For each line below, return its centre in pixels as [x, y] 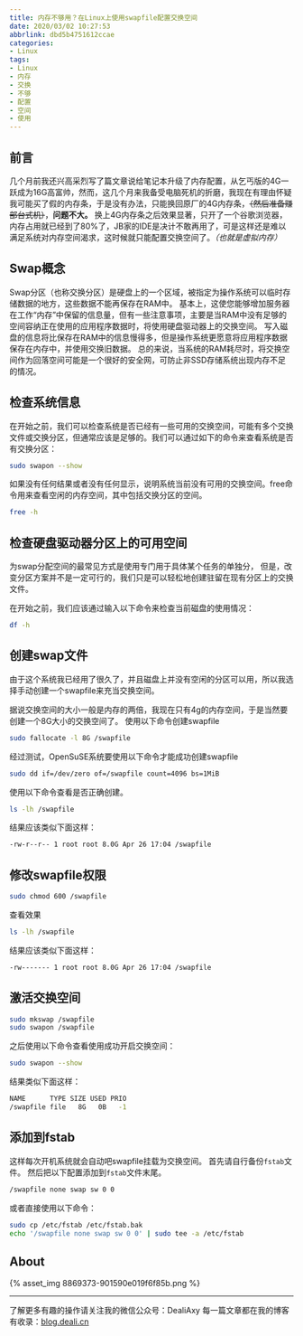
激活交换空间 [45, 998]
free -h [24, 513]
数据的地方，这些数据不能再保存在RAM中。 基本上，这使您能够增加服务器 [153, 303]
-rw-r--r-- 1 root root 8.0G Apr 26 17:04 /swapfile [110, 845]
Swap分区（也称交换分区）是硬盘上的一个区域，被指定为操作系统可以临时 [146, 292]
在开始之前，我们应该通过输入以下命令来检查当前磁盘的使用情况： [132, 608]
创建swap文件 [49, 656]
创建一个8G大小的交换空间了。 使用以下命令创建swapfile [115, 720]
